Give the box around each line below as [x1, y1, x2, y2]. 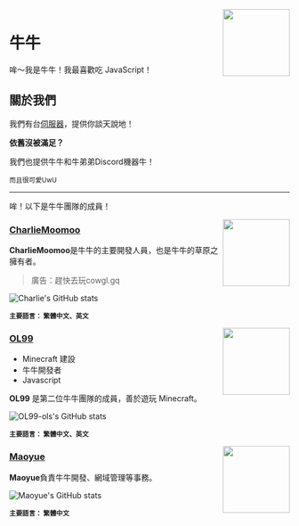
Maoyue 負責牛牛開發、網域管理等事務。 [9, 472, 158, 482]
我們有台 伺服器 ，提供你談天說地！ [9, 118, 134, 128]
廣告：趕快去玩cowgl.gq [30, 275, 120, 286]
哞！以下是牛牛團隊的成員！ [9, 201, 111, 211]
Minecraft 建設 [21, 354, 76, 365]
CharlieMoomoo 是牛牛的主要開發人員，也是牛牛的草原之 [9, 245, 219, 256]
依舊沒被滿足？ [9, 137, 64, 148]
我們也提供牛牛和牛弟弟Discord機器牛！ [9, 156, 155, 167]
